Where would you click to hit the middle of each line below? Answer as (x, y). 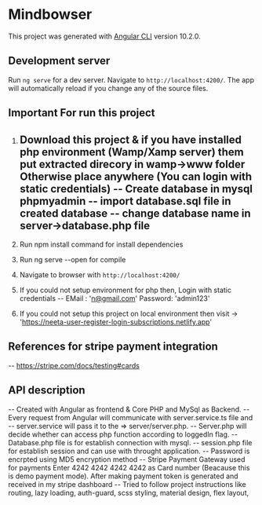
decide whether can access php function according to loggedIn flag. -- (123, 434)
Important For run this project (82, 113)
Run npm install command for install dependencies (101, 244)
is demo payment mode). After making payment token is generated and (123, 476)
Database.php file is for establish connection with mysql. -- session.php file (130, 442)
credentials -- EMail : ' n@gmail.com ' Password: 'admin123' (115, 298)
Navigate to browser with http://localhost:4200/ (100, 274)
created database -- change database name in (135, 213)
